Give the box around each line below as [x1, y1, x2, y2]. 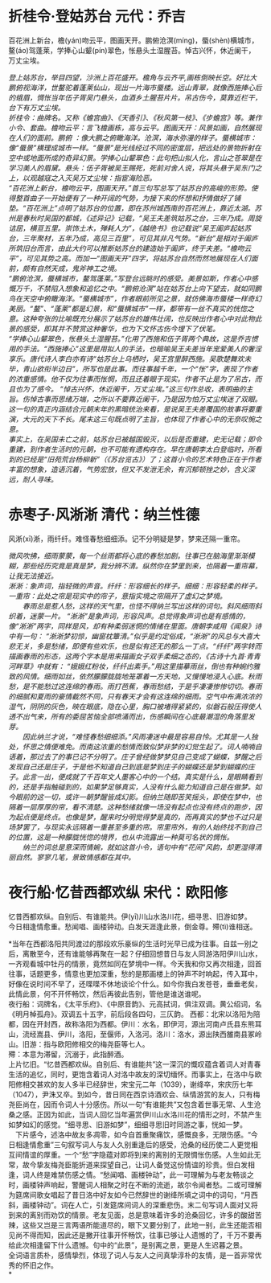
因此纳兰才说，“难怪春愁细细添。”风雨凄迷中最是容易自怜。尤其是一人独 [22, 732, 259, 741]
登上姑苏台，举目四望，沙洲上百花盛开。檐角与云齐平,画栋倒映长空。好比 [8, 72, 251, 82]
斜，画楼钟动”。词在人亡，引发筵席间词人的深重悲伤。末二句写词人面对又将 [8, 1199, 259, 1210]
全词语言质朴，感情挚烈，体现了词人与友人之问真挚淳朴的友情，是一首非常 [8, 1250, 255, 1260]
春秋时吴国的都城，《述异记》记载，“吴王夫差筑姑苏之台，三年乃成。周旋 [22, 213, 262, 223]
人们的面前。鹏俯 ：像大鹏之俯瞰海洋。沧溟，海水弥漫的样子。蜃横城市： [14, 133, 257, 142]
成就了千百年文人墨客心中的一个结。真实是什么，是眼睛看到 [64, 772, 262, 781]
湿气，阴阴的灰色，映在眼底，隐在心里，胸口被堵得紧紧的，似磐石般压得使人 [8, 701, 262, 711]
